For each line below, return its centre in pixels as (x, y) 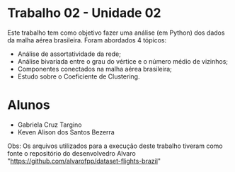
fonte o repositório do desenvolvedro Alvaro (71, 153)
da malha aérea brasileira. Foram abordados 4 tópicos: (87, 40)
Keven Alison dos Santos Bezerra (66, 132)
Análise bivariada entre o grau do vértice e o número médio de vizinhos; (123, 61)
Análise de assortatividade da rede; (69, 54)
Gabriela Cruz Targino (50, 125)
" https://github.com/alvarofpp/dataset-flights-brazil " (84, 161)
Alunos (29, 105)
